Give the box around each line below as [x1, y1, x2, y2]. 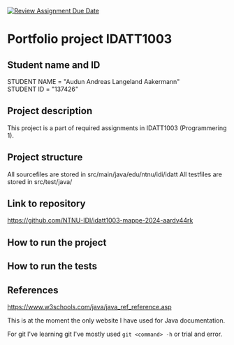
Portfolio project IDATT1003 [7, 31, 173, 47]
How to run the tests [7, 260, 98, 272]
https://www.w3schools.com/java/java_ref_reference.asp [7, 303, 172, 311]
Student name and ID [7, 59, 101, 71]
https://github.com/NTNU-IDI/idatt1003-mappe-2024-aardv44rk [7, 216, 193, 225]
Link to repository [7, 198, 86, 210]
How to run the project [7, 237, 107, 248]
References [7, 284, 59, 296]
